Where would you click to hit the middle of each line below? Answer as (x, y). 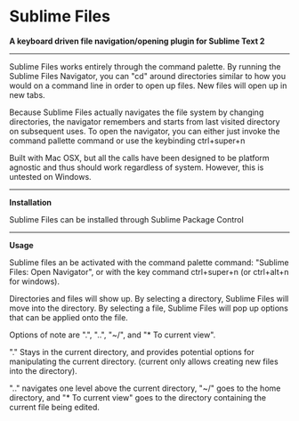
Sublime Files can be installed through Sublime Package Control (127, 219)
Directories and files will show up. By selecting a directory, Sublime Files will (149, 298)
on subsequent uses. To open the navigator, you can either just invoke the (145, 131)
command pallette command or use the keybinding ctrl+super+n (127, 141)
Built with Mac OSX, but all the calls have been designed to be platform (139, 158)
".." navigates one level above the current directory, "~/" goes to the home (145, 388)
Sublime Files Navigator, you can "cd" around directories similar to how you (148, 76)
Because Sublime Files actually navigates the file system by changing (137, 112)
